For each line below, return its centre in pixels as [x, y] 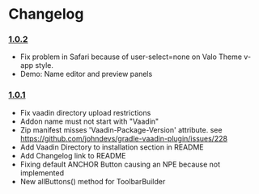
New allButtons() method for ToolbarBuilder [93, 181]
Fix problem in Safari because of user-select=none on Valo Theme [131, 57]
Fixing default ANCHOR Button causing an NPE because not [120, 164]
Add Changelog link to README [73, 155]
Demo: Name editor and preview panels [86, 74]
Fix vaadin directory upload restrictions [85, 112]
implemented [42, 173]
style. [45, 65]
